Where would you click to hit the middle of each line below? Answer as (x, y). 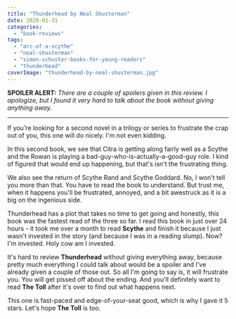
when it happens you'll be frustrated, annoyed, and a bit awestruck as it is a (117, 192)
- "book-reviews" (39, 33)
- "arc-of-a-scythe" (44, 46)
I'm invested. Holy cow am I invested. (61, 243)
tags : (15, 40)
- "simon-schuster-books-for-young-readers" (80, 60)
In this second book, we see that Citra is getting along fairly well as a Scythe (118, 149)
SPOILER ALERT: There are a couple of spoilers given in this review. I (107, 93)
